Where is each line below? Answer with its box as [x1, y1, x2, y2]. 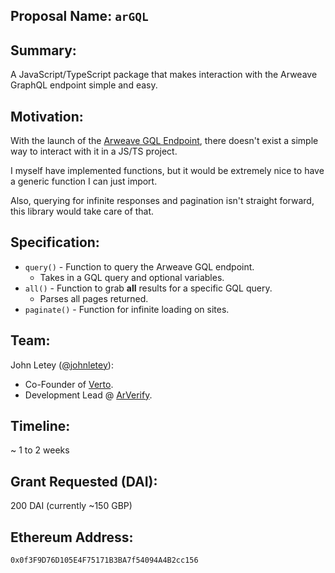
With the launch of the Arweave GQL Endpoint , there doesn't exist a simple [10, 135, 319, 147]
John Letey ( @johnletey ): [10, 359, 114, 371]
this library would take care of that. [10, 205, 155, 218]
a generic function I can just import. [10, 175, 158, 188]
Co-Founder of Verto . [24, 378, 114, 390]
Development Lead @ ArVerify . [24, 389, 153, 401]
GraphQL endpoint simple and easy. [10, 79, 158, 91]
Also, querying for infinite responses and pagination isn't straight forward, [10, 195, 315, 207]
